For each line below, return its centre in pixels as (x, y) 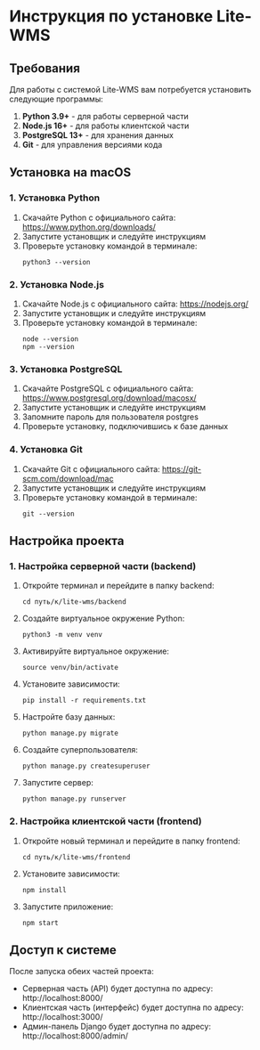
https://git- (182, 468)
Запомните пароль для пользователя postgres (110, 417)
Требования (45, 68)
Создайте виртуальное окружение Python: (103, 619)
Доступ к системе (63, 950)
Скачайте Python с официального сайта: (99, 217)
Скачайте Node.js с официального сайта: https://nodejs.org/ (135, 304)
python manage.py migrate (70, 733)
